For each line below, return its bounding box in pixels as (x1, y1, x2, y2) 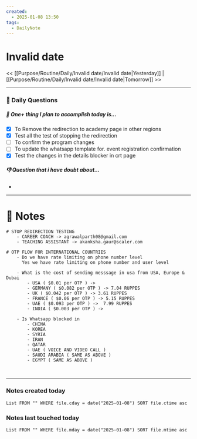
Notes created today (6, 387, 66, 395)
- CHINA (27, 321, 46, 327)
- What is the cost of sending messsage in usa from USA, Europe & (16, 270, 185, 276)
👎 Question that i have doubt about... (6, 166, 100, 173)
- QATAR (27, 342, 46, 348)
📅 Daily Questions (6, 96, 58, 105)
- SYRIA (27, 331, 46, 338)
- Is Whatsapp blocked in (16, 316, 80, 322)
